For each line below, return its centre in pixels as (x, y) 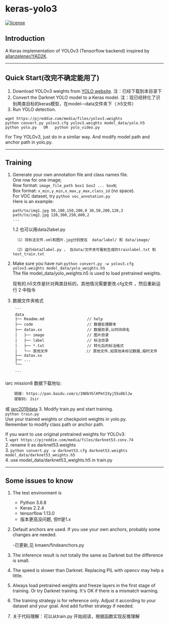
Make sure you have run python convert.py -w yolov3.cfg (73, 264)
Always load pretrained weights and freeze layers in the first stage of (84, 586)
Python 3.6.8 (33, 503)
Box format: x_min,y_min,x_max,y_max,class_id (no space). (73, 191)
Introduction (25, 39)
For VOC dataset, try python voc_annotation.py (61, 196)
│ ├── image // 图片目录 (62, 335)
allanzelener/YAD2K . (26, 56)
